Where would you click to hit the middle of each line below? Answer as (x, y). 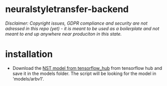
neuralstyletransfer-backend (67, 9)
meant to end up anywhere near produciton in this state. (63, 34)
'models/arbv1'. (28, 78)
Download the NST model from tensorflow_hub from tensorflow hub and (87, 68)
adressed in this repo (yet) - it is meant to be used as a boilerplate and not (82, 28)
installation (29, 54)
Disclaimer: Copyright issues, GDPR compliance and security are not (76, 23)
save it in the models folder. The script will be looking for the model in (84, 73)
